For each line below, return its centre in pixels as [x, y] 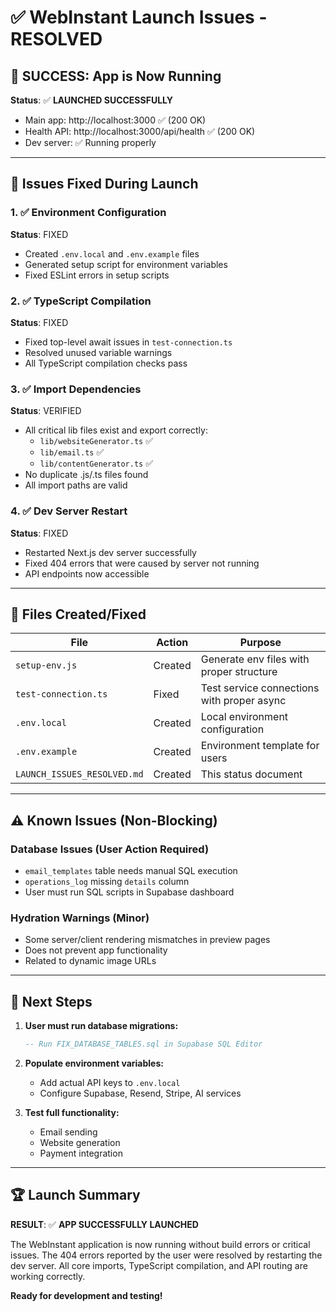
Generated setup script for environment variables [126, 264]
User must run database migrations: [101, 1026]
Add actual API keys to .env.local [110, 1083]
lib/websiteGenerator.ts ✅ [96, 441]
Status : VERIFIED [46, 411]
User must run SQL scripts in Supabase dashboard [129, 892]
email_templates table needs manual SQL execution [131, 871]
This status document [251, 774]
